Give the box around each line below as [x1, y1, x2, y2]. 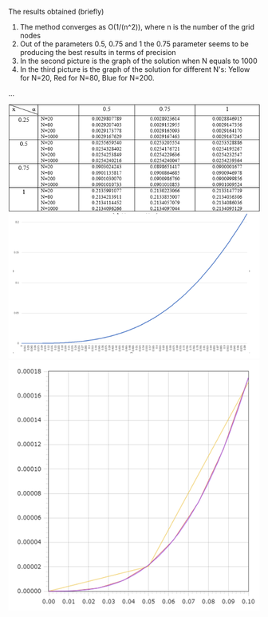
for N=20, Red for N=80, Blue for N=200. [19, 73, 155, 82]
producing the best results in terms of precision [19, 48, 177, 57]
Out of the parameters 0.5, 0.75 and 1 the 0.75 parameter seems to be [19, 39, 249, 49]
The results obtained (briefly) [8, 7, 104, 16]
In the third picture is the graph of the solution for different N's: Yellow [19, 65, 250, 74]
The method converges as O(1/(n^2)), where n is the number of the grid [19, 22, 255, 31]
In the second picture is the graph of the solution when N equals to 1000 [19, 56, 258, 65]
